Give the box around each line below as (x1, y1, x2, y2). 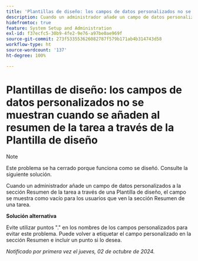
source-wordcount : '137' (6, 47, 67, 53)
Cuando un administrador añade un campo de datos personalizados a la (6, 182, 181, 189)
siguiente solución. (6, 171, 52, 178)
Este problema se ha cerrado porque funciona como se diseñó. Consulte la (6, 164, 188, 171)
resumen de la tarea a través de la (6, 120, 174, 134)
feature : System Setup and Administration (6, 25, 112, 31)
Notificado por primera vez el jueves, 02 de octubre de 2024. (6, 247, 155, 255)
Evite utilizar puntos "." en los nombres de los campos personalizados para (6, 224, 188, 231)
